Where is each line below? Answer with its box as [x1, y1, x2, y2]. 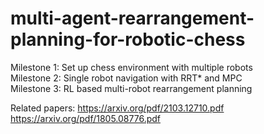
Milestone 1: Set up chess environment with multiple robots [10, 61, 253, 73]
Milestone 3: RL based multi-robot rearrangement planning [10, 82, 253, 94]
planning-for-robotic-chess [10, 28, 246, 51]
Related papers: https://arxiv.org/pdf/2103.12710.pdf [10, 102, 225, 114]
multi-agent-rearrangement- [10, 7, 255, 30]
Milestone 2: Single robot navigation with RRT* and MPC [10, 72, 243, 84]
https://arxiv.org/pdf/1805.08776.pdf [10, 112, 161, 124]
